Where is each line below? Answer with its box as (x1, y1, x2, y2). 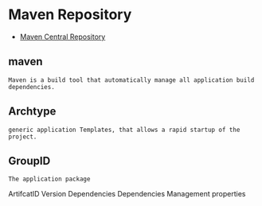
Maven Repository (8, 6, 132, 24)
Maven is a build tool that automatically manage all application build (8, 76, 255, 84)
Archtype (8, 105, 57, 119)
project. (8, 133, 37, 141)
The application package (8, 175, 91, 184)
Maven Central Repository (19, 32, 106, 41)
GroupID (8, 154, 51, 168)
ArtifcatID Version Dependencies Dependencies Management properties (8, 189, 246, 199)
